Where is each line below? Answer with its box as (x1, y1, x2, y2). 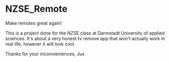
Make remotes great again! (5, 20, 62, 26)
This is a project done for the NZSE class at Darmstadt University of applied (5, 30, 165, 36)
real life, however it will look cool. (5, 40, 76, 47)
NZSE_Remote (5, 3, 68, 15)
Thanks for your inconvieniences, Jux (5, 51, 85, 57)
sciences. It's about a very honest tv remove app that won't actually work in (5, 35, 165, 42)
